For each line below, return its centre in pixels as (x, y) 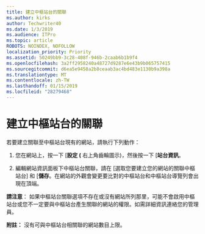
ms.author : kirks (28, 18)
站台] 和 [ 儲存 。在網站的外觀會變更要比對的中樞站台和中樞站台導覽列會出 (107, 176)
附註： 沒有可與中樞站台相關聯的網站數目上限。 (66, 225)
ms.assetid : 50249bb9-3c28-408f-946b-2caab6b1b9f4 (72, 58)
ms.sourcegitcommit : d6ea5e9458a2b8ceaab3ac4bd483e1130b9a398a (88, 69)
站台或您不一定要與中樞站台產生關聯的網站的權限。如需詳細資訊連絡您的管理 (103, 204)
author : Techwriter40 (34, 23)
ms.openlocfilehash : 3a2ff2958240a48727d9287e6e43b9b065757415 (88, 63)
